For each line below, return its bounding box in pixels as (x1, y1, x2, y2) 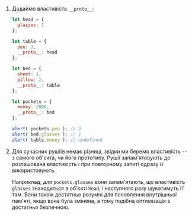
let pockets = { (11, 98, 52, 105)
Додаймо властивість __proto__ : (11, 5, 94, 12)
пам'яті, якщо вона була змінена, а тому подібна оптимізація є (11, 197, 171, 204)
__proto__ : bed (17, 109, 55, 115)
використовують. (11, 167, 56, 174)
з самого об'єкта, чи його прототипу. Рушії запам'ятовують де (11, 154, 171, 161)
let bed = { (11, 65, 41, 72)
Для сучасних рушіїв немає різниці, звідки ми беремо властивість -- (11, 148, 187, 155)
